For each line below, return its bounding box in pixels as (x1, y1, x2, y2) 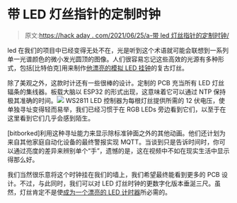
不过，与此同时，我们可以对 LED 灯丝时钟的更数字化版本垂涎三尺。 (19, 179, 215, 187)
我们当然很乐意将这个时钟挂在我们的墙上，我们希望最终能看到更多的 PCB (7, 170, 221, 178)
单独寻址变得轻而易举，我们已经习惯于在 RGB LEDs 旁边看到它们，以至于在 (7, 105, 226, 113)
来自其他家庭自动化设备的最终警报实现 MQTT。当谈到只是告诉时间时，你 (7, 137, 219, 146)
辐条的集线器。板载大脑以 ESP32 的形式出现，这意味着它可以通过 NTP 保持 (7, 87, 226, 96)
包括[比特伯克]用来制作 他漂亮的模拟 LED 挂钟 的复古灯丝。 (19, 63, 189, 72)
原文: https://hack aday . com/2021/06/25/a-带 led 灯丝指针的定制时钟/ (24, 31, 230, 39)
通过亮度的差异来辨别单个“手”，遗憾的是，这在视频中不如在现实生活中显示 (13, 146, 230, 155)
